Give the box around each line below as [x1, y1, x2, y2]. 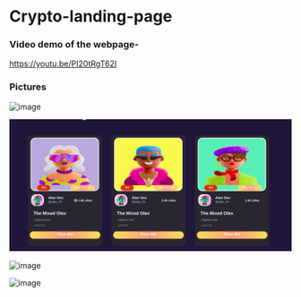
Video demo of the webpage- [9, 38, 140, 51]
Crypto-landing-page [9, 6, 173, 27]
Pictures [9, 81, 47, 93]
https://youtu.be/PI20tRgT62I [9, 58, 117, 69]
